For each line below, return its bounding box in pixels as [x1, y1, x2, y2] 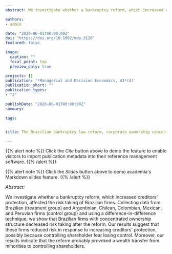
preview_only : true [10, 64, 52, 69]
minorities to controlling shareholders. [5, 243, 85, 249]
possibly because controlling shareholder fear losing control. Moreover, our [5, 232, 164, 239]
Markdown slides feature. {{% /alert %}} [5, 174, 91, 180]
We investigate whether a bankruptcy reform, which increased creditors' [5, 194, 158, 200]
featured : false [5, 41, 40, 46]
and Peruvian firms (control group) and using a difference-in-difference [5, 210, 156, 217]
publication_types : [5, 88, 47, 93]
